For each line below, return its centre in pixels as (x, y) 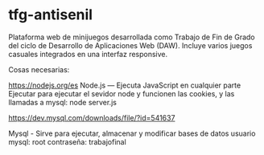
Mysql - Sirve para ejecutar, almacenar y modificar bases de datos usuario (132, 133)
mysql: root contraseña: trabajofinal (67, 141)
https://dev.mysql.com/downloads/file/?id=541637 (92, 117)
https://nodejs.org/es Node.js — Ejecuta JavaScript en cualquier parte (125, 85)
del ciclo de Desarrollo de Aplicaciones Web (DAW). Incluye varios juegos (130, 45)
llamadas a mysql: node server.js (62, 102)
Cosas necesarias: (39, 69)
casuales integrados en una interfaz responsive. (88, 54)
